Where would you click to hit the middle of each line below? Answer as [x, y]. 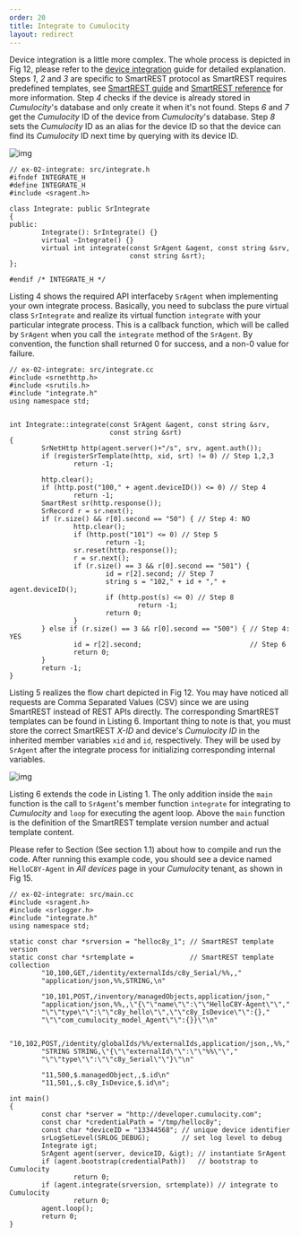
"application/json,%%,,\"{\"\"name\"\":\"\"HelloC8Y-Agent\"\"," [166, 1005]
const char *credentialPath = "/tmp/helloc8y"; [132, 1122]
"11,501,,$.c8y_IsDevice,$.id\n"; [106, 1083]
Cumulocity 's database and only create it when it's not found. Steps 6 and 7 [149, 108]
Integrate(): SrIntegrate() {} [100, 233]
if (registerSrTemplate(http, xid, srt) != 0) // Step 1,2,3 [158, 457]
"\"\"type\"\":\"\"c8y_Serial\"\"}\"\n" [118, 1059]
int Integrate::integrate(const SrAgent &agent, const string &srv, [140, 425]
